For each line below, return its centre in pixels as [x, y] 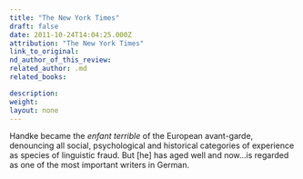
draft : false [34, 26]
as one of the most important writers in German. [99, 165]
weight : [24, 102]
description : [34, 93]
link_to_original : [44, 52]
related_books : [38, 77]
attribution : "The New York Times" [77, 43]
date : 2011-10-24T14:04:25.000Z [71, 35]
